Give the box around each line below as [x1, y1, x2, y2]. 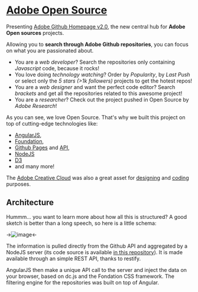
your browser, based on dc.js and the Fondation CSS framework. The [6, 273, 174, 280]
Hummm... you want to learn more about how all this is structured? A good [6, 213, 187, 220]
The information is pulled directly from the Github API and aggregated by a [6, 242, 188, 250]
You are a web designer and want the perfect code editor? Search [14, 83, 176, 90]
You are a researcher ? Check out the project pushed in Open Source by [14, 96, 189, 103]
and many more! [14, 163, 55, 170]
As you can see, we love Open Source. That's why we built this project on [6, 113, 186, 121]
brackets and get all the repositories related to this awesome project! [14, 90, 183, 97]
